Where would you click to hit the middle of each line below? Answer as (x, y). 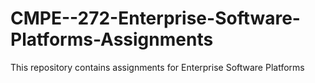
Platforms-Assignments (112, 39)
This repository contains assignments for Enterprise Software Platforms (157, 67)
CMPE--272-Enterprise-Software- (155, 18)
